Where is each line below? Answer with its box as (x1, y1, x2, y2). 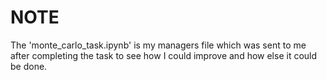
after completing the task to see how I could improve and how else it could (10, 49, 318, 61)
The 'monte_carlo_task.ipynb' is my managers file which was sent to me (10, 39, 307, 51)
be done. (10, 60, 48, 72)
